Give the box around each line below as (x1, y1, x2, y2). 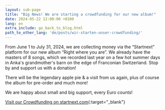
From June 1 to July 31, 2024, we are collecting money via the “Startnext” (5, 44, 155, 50)
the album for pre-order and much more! (5, 80, 88, 86)
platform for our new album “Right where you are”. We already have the (5, 49, 151, 55)
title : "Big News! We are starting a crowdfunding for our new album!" (5, 12, 156, 17)
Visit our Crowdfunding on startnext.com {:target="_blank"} (5, 99, 125, 105)
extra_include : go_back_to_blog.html (5, 26, 83, 31)
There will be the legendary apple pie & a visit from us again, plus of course (5, 75, 160, 80)
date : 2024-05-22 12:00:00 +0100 (5, 16, 74, 21)
